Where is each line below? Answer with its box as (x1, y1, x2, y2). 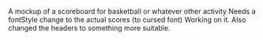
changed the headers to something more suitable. (8, 24, 171, 32)
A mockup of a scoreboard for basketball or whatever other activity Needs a (8, 7, 256, 16)
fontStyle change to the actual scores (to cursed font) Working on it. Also (8, 15, 246, 24)
